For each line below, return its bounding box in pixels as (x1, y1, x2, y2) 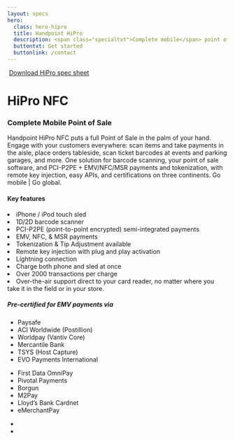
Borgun (17, 383, 39, 392)
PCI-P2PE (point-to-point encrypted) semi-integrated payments (16, 225, 200, 233)
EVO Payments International (17, 355, 99, 364)
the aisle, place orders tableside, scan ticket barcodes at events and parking (7, 148, 227, 157)
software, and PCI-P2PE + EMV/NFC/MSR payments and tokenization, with (7, 164, 223, 172)
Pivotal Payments (17, 376, 68, 385)
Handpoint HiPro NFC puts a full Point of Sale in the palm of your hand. (7, 134, 211, 142)
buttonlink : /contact (13, 50, 77, 57)
